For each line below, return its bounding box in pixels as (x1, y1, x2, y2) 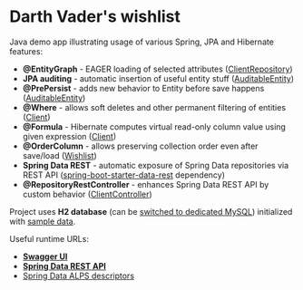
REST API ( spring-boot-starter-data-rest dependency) (22, 169, 225, 180)
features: (9, 45, 44, 56)
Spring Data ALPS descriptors (22, 270, 134, 281)
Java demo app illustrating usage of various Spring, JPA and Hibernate (9, 36, 275, 47)
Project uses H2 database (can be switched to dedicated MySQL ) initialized (9, 206, 293, 217)
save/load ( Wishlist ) (22, 150, 97, 160)
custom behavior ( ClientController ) (22, 188, 152, 199)
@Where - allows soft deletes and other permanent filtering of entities (22, 101, 287, 112)
